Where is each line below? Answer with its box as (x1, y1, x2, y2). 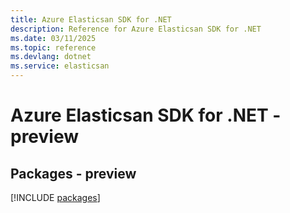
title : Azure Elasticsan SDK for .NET (10, 14, 172, 25)
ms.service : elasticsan (10, 61, 110, 71)
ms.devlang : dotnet (10, 52, 92, 62)
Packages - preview (10, 165, 137, 182)
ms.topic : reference (10, 42, 97, 53)
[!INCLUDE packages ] (10, 192, 101, 203)
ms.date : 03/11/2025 (10, 33, 97, 43)
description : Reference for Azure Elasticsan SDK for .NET (10, 24, 262, 34)
